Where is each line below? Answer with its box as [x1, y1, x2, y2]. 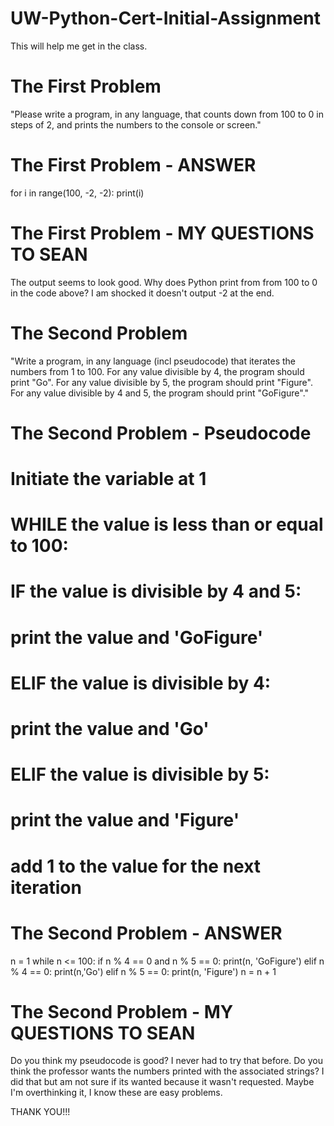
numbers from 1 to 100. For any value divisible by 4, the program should [10, 365, 305, 377]
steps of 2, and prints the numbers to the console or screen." [10, 118, 262, 131]
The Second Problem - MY [10, 1000, 234, 1023]
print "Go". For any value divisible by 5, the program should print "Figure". [10, 376, 313, 388]
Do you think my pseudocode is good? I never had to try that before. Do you [10, 1055, 323, 1067]
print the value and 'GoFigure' [10, 626, 264, 649]
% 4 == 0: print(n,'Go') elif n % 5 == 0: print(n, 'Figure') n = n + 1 [10, 965, 277, 977]
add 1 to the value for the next [10, 855, 262, 877]
